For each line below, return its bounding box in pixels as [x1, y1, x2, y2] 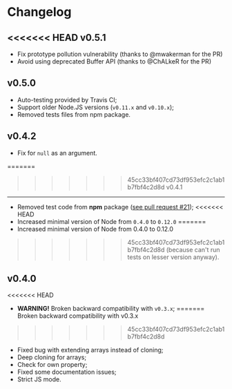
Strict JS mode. [17, 375, 62, 383]
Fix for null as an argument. [17, 149, 98, 157]
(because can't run [166, 245, 220, 254]
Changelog [7, 4, 72, 20]
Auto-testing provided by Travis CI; [17, 95, 117, 104]
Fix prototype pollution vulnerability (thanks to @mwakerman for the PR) [17, 50, 223, 58]
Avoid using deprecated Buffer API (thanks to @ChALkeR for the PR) [17, 57, 212, 66]
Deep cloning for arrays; [17, 353, 87, 361]
